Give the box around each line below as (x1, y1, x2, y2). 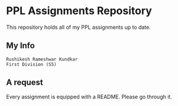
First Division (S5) (6, 61, 57, 67)
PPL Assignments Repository (6, 4, 153, 18)
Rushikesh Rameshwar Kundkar (6, 56, 78, 62)
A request (6, 78, 43, 88)
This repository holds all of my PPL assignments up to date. (6, 24, 151, 31)
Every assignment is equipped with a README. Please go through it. (6, 93, 173, 100)
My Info (6, 41, 35, 51)
